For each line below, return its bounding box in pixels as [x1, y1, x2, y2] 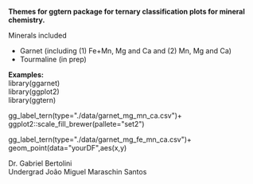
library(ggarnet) [8, 79, 60, 88]
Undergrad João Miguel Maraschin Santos [8, 167, 147, 176]
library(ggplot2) [8, 87, 60, 96]
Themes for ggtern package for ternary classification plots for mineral [8, 7, 245, 16]
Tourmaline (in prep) [19, 55, 88, 64]
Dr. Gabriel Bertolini [8, 159, 72, 168]
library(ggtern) [8, 96, 56, 104]
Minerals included [8, 31, 67, 40]
